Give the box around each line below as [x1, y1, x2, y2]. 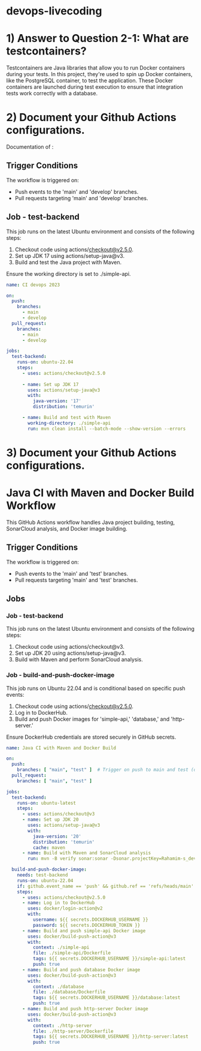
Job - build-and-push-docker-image [6, 671, 115, 679]
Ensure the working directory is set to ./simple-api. [6, 270, 131, 277]
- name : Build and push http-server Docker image [22, 1006, 148, 1012]
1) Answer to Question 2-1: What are [6, 32, 189, 46]
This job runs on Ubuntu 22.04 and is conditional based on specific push [6, 685, 185, 692]
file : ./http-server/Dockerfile [32, 1028, 114, 1034]
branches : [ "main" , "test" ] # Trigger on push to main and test [17, 767, 188, 773]
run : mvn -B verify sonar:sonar [28, 856, 109, 862]
